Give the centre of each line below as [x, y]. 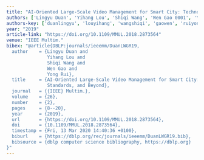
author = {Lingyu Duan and [50, 52]
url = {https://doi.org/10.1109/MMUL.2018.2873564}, [88, 119]
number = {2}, [34, 102]
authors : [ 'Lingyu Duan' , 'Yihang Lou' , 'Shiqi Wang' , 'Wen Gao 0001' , [99, 18]
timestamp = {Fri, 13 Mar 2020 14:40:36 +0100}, [74, 131]
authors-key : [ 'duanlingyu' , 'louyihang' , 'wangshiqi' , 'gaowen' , [92, 23]
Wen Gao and [62, 68]
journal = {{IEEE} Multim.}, [51, 91]
